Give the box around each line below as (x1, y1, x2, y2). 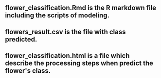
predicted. (5, 35, 37, 43)
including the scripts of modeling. (5, 12, 110, 20)
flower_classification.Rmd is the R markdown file (5, 4, 157, 12)
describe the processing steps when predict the (5, 59, 154, 67)
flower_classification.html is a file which (5, 52, 130, 60)
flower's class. (5, 67, 51, 75)
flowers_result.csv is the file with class (5, 27, 126, 36)
